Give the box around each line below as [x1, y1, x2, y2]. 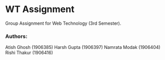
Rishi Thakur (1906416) [5, 49, 53, 56]
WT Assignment [5, 4, 75, 15]
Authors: [5, 33, 28, 40]
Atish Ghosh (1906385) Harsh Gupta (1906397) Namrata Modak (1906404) [5, 44, 160, 50]
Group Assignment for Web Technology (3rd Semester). [5, 20, 122, 26]
